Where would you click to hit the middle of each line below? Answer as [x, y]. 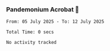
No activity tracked [32, 43]
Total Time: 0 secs [30, 32]
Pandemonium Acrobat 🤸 [43, 9]
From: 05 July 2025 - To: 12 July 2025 [55, 22]
